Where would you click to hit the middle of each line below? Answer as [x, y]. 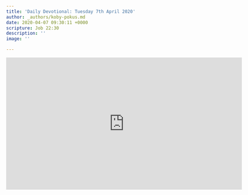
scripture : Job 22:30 [33, 28]
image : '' [18, 39]
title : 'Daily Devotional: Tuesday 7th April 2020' [71, 11]
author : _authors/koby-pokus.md [46, 17]
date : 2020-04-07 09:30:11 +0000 [47, 22]
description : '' [26, 33]
